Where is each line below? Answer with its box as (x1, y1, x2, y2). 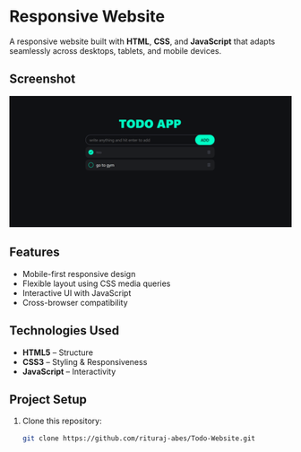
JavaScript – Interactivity (21, 366, 116, 377)
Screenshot (9, 72, 76, 87)
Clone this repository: (21, 415, 102, 427)
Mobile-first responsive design (21, 268, 136, 279)
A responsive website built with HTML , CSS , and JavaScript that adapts (9, 36, 276, 47)
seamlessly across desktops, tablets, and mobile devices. (9, 45, 222, 56)
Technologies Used (9, 323, 119, 338)
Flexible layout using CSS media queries (21, 278, 171, 289)
